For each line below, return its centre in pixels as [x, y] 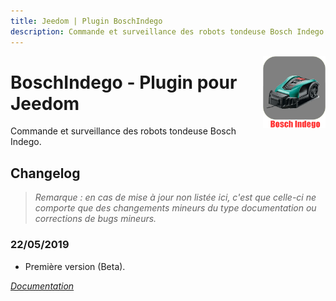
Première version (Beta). [75, 266]
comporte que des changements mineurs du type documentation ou [175, 208]
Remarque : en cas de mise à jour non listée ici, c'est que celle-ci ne [175, 197]
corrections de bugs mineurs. [95, 219]
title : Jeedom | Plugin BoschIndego [86, 21]
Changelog [45, 173]
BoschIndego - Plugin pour [124, 82]
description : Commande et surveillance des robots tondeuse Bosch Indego [167, 31]
